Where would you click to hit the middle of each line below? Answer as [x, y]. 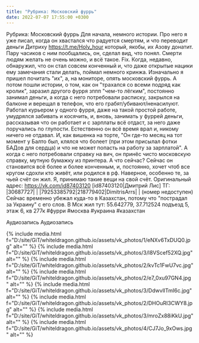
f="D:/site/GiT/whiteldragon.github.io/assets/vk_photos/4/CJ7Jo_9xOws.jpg [99, 328]
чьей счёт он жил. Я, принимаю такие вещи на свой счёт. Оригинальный [99, 179]
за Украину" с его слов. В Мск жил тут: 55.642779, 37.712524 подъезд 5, [98, 204]
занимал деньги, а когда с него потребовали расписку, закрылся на [93, 97]
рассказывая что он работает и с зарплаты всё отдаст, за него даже [93, 122]
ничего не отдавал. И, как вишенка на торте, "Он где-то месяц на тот [94, 135]
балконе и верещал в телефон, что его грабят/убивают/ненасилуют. [93, 103]
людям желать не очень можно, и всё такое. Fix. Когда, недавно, [89, 59]
